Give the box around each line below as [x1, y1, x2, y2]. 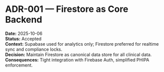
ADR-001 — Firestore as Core [5, 3, 128, 15]
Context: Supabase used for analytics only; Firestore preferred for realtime [5, 41, 159, 47]
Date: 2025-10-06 [5, 30, 43, 36]
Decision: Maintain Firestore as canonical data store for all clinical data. [5, 51, 152, 58]
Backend [5, 14, 42, 25]
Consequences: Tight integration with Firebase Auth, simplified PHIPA [5, 57, 150, 63]
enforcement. [5, 62, 33, 68]
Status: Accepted [5, 36, 42, 42]
